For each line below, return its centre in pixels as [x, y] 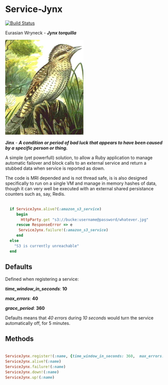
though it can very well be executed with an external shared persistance [79, 188]
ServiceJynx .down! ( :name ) [32, 372]
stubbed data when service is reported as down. [55, 168]
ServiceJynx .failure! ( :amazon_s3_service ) [63, 230]
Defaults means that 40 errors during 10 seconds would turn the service [79, 318]
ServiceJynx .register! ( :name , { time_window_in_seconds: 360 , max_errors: [85, 356]
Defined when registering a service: [42, 279]
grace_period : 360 [25, 308]
